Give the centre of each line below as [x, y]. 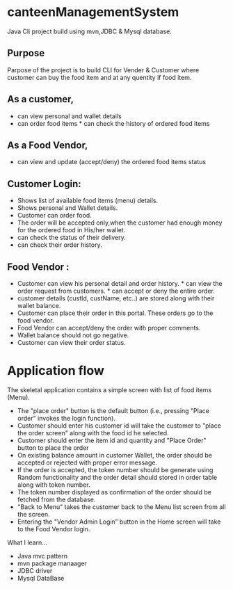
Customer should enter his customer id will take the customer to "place [119, 426]
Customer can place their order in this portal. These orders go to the [115, 313]
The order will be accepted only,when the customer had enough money [120, 223]
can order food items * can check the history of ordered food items [113, 123]
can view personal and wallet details [69, 116]
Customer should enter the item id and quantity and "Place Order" [112, 440]
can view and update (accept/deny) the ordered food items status [112, 162]
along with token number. [54, 485]
